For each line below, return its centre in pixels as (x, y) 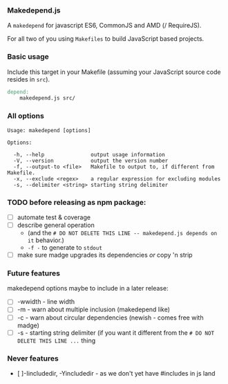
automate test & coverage (54, 217)
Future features (34, 273)
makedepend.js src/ (48, 98)
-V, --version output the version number (91, 161)
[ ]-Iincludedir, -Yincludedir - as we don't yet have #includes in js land (116, 373)
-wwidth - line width (46, 302)
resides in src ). (29, 79)
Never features (33, 358)
